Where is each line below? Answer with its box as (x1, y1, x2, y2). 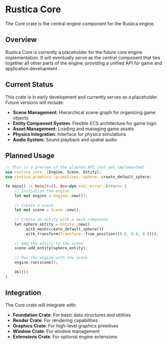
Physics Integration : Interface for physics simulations (12, 131, 127, 137)
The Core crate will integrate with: (5, 302, 77, 308)
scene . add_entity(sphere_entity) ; (14, 246, 88, 251)
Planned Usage (5, 151, 55, 160)
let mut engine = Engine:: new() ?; (14, 193, 88, 198)
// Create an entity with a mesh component (14, 217, 109, 222)
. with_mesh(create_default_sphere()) (23, 227, 104, 232)
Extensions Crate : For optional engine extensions (12, 334, 117, 340)
